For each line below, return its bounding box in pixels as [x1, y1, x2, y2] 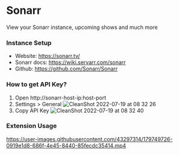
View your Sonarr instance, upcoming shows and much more [6, 24, 158, 31]
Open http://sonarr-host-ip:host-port [14, 94, 107, 101]
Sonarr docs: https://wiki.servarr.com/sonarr [14, 59, 126, 66]
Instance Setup [6, 39, 52, 47]
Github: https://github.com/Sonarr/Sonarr [14, 65, 118, 72]
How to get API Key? [6, 80, 68, 89]
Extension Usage [6, 122, 57, 130]
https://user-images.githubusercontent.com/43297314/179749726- [6, 135, 173, 142]
